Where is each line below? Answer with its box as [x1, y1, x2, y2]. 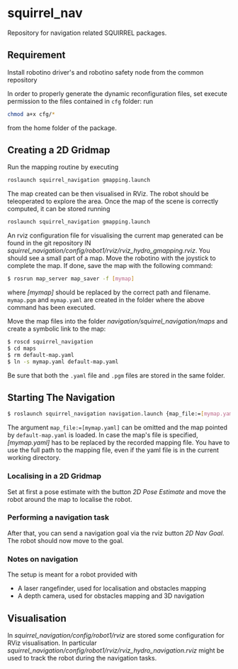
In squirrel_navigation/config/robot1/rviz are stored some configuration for [7, 631, 225, 639]
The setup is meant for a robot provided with [7, 570, 138, 579]
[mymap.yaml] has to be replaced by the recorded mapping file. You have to [7, 439, 230, 447]
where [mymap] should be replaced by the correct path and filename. [7, 288, 211, 296]
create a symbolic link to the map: [7, 325, 106, 333]
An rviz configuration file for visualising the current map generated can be [7, 231, 224, 240]
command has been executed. [7, 304, 96, 312]
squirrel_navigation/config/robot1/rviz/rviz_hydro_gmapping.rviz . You [7, 247, 210, 255]
